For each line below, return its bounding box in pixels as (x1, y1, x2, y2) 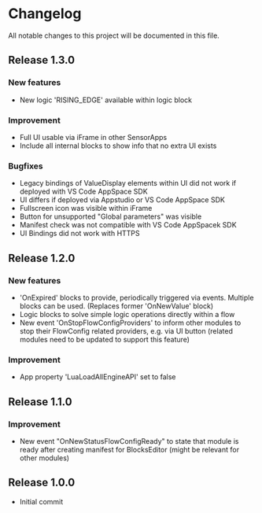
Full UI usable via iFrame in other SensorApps (19, 132, 168, 142)
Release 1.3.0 (8, 54, 76, 67)
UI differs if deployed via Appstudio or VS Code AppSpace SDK (19, 195, 226, 205)
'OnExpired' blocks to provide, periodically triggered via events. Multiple (19, 293, 254, 302)
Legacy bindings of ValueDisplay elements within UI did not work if (19, 179, 237, 188)
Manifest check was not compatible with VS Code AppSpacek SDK (19, 220, 238, 230)
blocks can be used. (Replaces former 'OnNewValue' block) (19, 301, 214, 311)
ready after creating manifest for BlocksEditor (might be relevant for (19, 445, 240, 454)
